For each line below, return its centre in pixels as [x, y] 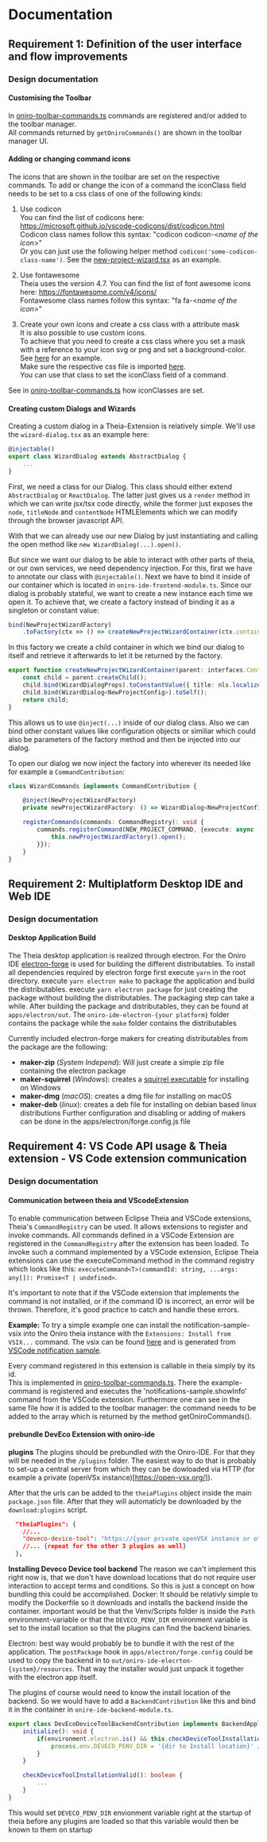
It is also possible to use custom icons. [83, 332]
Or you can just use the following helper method [99, 251]
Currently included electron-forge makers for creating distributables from [128, 1038]
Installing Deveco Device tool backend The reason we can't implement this [132, 1569]
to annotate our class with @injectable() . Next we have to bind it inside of [130, 576]
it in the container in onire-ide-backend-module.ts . [91, 1709]
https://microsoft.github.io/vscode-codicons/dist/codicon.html [122, 226]
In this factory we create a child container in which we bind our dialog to [126, 647]
